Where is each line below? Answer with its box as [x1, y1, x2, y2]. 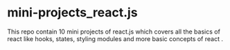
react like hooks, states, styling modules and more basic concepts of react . [7, 34, 224, 42]
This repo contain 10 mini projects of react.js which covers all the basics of [7, 27, 220, 36]
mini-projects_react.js [7, 5, 138, 21]
